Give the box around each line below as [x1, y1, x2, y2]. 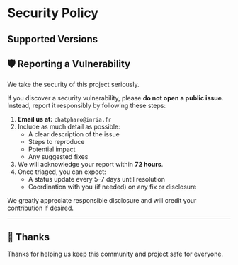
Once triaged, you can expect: [17, 167, 106, 176]
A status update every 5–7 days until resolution [28, 175, 165, 184]
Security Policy [7, 5, 99, 21]
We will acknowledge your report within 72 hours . [17, 160, 164, 169]
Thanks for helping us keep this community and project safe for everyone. [7, 249, 224, 259]
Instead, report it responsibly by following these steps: [7, 101, 166, 110]
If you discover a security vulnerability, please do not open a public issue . [7, 94, 224, 102]
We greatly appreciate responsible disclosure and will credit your [7, 196, 197, 205]
